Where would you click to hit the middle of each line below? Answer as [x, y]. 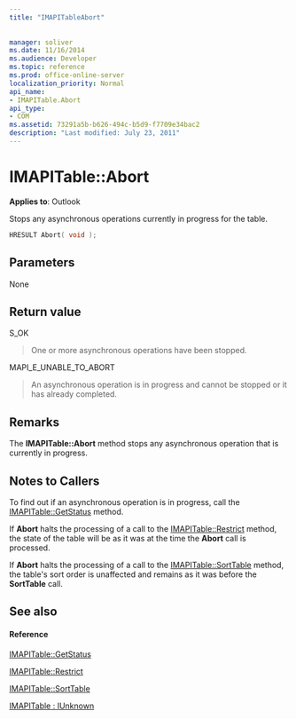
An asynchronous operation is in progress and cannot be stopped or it [159, 385]
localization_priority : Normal [67, 83]
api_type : [27, 108]
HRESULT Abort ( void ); [53, 235]
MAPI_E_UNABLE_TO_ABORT [62, 367]
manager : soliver [41, 42]
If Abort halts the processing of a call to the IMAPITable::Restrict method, [143, 528]
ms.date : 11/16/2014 [47, 51]
